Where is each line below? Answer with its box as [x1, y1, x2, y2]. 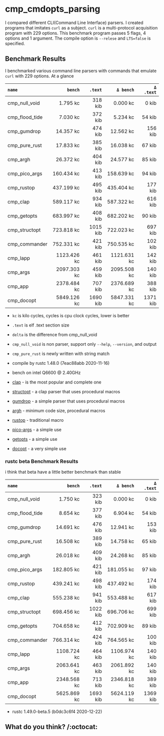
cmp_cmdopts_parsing [5, 3, 101, 15]
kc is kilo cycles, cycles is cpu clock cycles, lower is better [12, 312, 130, 318]
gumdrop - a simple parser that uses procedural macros [12, 398, 125, 404]
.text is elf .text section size [12, 322, 70, 328]
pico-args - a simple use [12, 427, 62, 432]
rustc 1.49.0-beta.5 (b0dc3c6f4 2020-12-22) [12, 709, 102, 714]
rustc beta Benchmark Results [5, 457, 79, 464]
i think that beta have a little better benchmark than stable [5, 469, 121, 475]
